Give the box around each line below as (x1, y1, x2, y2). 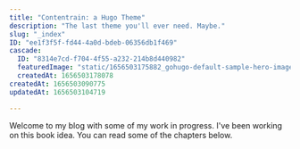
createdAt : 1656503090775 (9, 79, 105, 88)
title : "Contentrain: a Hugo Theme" (9, 12, 146, 22)
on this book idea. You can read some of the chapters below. (9, 129, 233, 140)
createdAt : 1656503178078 (17, 71, 114, 80)
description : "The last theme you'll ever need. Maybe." (9, 21, 226, 30)
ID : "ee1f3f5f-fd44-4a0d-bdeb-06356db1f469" (9, 37, 178, 47)
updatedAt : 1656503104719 (9, 87, 105, 96)
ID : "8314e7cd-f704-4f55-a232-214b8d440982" (17, 54, 186, 63)
